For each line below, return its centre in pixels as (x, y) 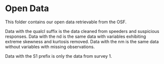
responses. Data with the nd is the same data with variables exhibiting (76, 36)
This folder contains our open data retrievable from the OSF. (66, 22)
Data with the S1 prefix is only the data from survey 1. (59, 56)
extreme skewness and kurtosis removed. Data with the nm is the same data (82, 41)
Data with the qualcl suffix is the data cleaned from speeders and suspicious (82, 31)
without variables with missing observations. (50, 47)
